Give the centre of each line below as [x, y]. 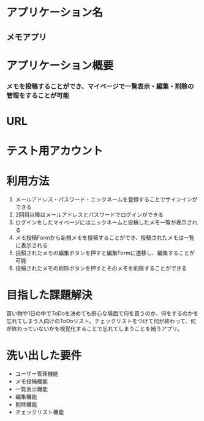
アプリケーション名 [55, 13]
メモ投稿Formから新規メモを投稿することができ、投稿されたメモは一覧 [105, 237]
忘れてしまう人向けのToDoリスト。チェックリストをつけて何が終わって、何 [101, 321]
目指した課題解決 [50, 295]
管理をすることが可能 [38, 95]
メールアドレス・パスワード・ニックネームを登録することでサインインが [106, 199]
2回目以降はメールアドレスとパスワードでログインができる [89, 214]
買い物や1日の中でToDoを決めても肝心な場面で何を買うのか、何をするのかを [103, 313]
